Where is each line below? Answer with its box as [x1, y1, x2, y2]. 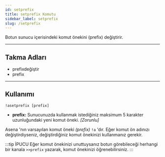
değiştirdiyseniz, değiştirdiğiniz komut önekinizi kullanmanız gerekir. [5, 131, 143, 137]
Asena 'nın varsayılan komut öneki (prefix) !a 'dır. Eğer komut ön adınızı [5, 126, 150, 132]
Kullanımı [5, 90, 34, 99]
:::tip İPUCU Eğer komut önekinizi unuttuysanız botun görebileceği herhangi [5, 141, 158, 147]
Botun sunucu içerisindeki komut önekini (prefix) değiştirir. [5, 34, 123, 40]
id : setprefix [5, 7, 34, 12]
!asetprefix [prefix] [5, 103, 50, 108]
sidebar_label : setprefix [5, 16, 58, 21]
